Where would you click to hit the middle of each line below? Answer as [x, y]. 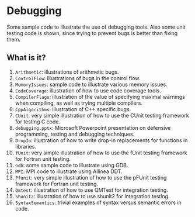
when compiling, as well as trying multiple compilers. [79, 103]
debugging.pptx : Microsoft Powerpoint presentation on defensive [93, 128]
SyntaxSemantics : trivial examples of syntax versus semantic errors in [98, 202]
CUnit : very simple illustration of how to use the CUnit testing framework [102, 115]
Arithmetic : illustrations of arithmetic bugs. [67, 72]
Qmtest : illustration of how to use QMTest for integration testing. [91, 190]
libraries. [26, 146]
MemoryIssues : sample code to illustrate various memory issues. [91, 84]
